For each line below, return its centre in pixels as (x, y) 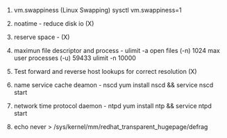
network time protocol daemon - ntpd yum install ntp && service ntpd (112, 106)
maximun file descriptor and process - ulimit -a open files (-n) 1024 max (117, 51)
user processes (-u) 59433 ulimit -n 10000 (75, 58)
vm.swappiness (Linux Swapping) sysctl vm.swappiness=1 (98, 10)
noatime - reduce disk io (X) (54, 23)
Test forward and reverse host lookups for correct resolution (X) (105, 71)
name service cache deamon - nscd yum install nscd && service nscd (113, 85)
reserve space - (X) (42, 37)
